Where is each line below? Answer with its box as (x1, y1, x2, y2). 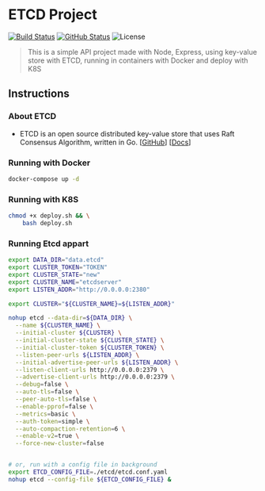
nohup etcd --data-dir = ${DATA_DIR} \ (8, 314, 133, 322)
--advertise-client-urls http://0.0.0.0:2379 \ (15, 373, 176, 382)
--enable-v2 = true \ (15, 432, 80, 440)
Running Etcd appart (8, 238, 89, 249)
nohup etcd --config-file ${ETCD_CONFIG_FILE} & (8, 475, 172, 483)
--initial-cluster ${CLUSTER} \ (15, 329, 123, 337)
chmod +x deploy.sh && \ (8, 212, 90, 220)
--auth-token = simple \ (15, 417, 90, 425)
